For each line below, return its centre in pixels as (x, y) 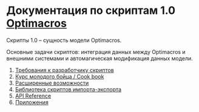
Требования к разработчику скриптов (64, 70)
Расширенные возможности (52, 83)
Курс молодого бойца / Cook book (59, 76)
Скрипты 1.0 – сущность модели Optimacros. (64, 40)
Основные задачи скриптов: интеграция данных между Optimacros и (96, 51)
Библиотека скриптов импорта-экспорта (68, 89)
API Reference (33, 96)
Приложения (32, 102)
